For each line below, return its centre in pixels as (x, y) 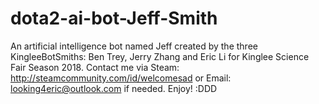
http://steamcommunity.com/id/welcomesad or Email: (121, 78)
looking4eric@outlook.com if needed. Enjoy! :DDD (114, 88)
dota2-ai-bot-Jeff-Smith (114, 18)
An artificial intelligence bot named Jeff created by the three (134, 46)
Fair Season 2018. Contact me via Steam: (95, 67)
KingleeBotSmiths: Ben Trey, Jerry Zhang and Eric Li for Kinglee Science (160, 56)
